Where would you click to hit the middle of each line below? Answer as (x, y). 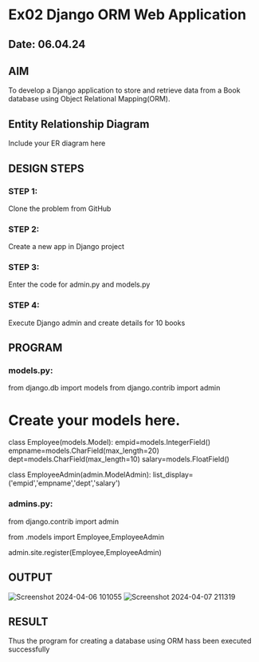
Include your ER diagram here (57, 143)
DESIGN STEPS (47, 168)
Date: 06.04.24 (47, 44)
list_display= (173, 475)
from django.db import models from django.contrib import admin (114, 388)
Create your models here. (94, 420)
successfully (29, 649)
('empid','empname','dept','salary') (65, 483)
